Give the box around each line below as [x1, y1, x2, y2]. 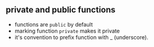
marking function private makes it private [14, 27, 120, 34]
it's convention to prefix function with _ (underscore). [14, 33, 148, 41]
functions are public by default [14, 20, 93, 28]
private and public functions [5, 5, 116, 15]
